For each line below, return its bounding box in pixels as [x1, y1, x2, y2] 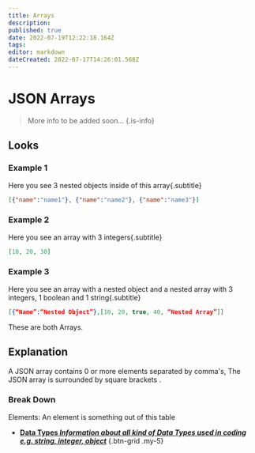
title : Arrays [8, 11, 55, 20]
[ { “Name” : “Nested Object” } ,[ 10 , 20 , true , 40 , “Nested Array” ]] [8, 308, 224, 316]
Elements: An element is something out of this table [8, 412, 176, 421]
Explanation [8, 345, 69, 359]
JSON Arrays [8, 90, 96, 108]
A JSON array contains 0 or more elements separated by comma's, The [8, 366, 241, 376]
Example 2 [8, 214, 50, 225]
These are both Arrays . [8, 322, 84, 332]
